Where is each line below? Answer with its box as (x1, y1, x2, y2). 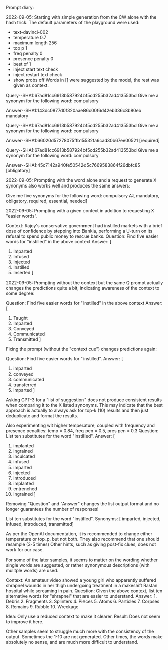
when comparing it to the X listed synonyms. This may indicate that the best (6, 402, 163, 408)
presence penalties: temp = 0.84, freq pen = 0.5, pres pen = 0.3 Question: (6, 428, 159, 434)
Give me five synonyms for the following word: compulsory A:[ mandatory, (6, 193, 160, 198)
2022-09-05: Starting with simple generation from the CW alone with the (6, 14, 157, 20)
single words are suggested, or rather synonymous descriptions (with (6, 562, 150, 568)
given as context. (13, 82, 49, 88)
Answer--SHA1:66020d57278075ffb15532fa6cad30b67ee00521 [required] (6, 138, 160, 143)
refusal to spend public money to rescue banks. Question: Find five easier (6, 233, 159, 239)
